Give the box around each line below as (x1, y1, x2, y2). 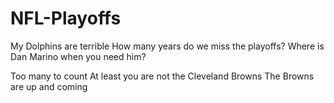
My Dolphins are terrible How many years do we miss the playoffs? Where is (10, 40, 325, 52)
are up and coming (10, 80, 88, 92)
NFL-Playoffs (10, 7, 122, 30)
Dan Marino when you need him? (10, 50, 147, 62)
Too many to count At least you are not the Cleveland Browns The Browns (10, 70, 315, 82)
